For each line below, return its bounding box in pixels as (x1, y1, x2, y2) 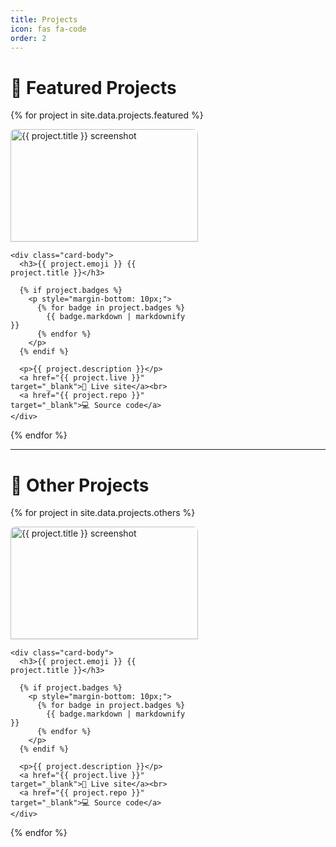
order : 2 (10, 33, 47, 43)
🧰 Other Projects (10, 474, 150, 496)
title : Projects (10, 14, 78, 25)
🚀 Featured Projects (10, 76, 177, 99)
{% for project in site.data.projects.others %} (10, 507, 196, 519)
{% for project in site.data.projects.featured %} (10, 109, 204, 121)
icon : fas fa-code (10, 24, 87, 34)
